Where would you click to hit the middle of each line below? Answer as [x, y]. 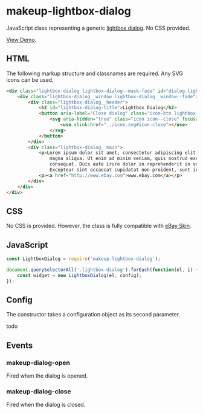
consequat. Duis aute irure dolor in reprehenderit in [120, 164]
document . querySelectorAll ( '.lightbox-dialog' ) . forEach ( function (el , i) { [102, 270]
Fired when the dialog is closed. [46, 405]
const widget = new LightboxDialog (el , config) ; [79, 275]
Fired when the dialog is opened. [47, 376]
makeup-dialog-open [38, 362]
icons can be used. [30, 79]
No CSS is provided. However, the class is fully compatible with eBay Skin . [99, 226]
